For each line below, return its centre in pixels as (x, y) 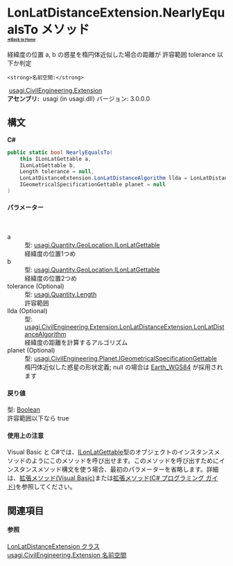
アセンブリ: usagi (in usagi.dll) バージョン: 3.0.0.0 (79, 98)
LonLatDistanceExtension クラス (54, 547)
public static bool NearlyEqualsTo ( (60, 152)
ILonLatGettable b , (48, 165)
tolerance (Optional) (36, 286)
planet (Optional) (31, 351)
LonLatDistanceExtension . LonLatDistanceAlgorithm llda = (104, 178)
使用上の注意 (25, 435)
